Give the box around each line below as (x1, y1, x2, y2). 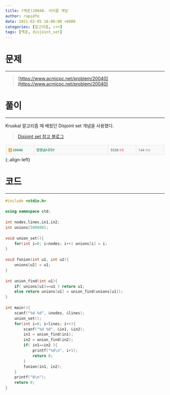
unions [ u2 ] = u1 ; (14, 263, 51, 268)
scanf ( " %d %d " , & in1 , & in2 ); (23, 327, 85, 332)
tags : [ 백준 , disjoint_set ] (5, 29, 62, 35)
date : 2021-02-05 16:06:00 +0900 (5, 19, 76, 24)
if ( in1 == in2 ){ (23, 343, 58, 348)
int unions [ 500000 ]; (5, 225, 49, 230)
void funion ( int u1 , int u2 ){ (5, 257, 69, 262)
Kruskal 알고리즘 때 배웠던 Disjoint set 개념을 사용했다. (5, 123, 114, 129)
